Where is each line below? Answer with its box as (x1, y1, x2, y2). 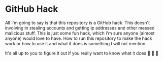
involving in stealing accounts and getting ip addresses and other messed (5, 25, 155, 30)
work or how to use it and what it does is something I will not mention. (5, 40, 147, 46)
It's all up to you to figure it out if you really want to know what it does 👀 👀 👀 (5, 50, 159, 56)
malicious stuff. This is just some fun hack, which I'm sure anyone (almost (5, 30, 155, 36)
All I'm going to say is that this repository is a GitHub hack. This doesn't (5, 20, 150, 26)
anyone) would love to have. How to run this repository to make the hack (5, 35, 152, 41)
